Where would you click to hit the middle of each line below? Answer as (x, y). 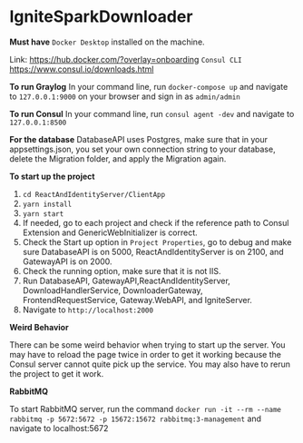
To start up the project (52, 176)
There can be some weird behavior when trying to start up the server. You (147, 345)
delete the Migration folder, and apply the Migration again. (118, 158)
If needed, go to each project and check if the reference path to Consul (156, 222)
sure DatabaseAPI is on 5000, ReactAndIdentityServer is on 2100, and (153, 251)
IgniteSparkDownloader (101, 17)
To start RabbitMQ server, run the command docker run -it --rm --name (145, 409)
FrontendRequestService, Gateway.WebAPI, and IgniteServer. (137, 300)
